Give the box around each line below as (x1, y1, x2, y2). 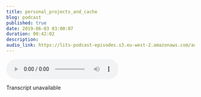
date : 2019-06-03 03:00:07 (6, 25, 74, 32)
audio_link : (6, 43, 36, 48)
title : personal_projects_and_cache (6, 8, 98, 15)
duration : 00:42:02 (6, 31, 55, 37)
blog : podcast (6, 14, 42, 20)
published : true (6, 20, 47, 26)
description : (6, 37, 39, 43)
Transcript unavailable (6, 84, 61, 91)
